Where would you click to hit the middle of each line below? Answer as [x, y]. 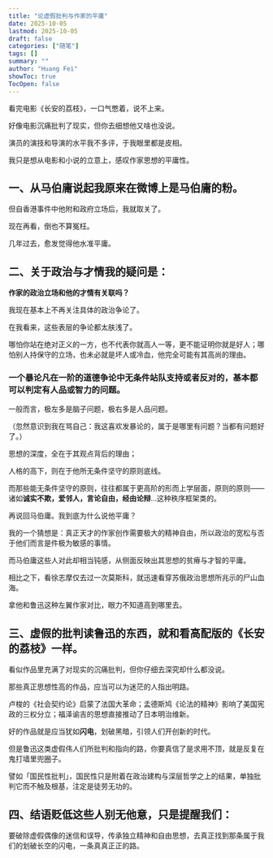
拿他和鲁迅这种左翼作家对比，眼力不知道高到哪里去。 [97, 605]
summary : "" [28, 62]
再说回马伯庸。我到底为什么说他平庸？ [72, 516]
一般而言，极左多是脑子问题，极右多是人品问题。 [90, 409]
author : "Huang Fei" [43, 69]
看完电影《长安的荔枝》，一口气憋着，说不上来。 [89, 108]
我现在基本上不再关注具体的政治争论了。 [76, 310]
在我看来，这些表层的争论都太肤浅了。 [72, 327]
